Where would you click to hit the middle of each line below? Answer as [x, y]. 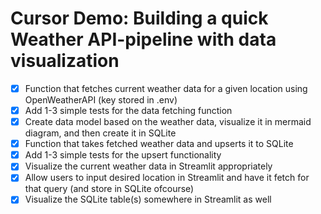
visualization [65, 61]
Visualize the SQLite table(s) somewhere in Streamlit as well [148, 199]
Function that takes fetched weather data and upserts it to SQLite [159, 144]
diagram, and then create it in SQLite [100, 133]
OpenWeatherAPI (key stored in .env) [101, 100]
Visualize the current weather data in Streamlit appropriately [148, 166]
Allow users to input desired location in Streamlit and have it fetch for [167, 178]
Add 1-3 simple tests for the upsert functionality [123, 155]
